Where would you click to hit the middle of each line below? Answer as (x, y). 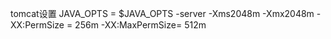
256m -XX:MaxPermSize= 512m (140, 25)
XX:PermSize (37, 25)
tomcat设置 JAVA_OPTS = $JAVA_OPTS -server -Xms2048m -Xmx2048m (162, 13)
